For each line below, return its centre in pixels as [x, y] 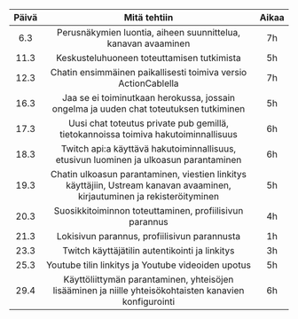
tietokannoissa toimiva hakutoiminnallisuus [148, 134]
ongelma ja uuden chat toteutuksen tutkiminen [149, 109]
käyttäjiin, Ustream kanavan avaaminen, [149, 185]
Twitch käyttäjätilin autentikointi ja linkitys [149, 250]
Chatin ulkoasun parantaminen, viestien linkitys [148, 174]
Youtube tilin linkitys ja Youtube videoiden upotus [148, 265]
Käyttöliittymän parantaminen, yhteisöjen [149, 280]
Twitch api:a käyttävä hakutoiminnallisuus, [149, 148]
